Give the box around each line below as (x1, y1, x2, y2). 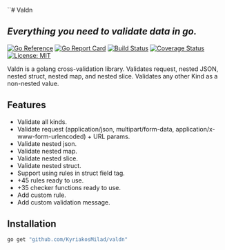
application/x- (175, 125, 215, 133)
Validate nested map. (17, 147, 78, 155)
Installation (7, 218, 57, 230)
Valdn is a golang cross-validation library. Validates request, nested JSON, (7, 65, 219, 73)
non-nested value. (7, 79, 59, 87)
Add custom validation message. (17, 198, 110, 206)
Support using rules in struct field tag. (17, 169, 126, 177)
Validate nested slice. (17, 154, 78, 163)
